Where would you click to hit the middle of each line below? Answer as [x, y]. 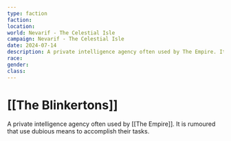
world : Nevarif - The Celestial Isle [61, 33]
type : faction [27, 13]
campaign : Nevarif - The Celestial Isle [66, 39]
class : [16, 71]
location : [21, 26]
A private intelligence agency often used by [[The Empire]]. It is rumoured [111, 124]
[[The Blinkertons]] [63, 105]
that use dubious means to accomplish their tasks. [78, 131]
